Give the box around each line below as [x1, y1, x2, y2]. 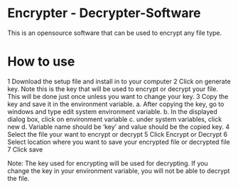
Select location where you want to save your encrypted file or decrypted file [7, 137, 230, 146]
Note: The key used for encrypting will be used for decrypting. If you [7, 159, 208, 167]
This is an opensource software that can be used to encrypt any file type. [7, 28, 222, 37]
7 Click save [7, 145, 43, 154]
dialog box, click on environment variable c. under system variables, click [7, 115, 222, 123]
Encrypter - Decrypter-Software [7, 5, 201, 21]
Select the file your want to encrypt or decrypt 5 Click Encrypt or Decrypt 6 [7, 130, 228, 138]
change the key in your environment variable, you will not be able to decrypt [7, 166, 230, 175]
